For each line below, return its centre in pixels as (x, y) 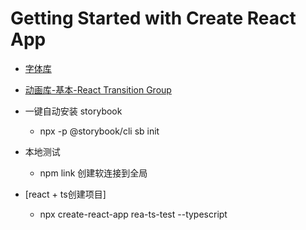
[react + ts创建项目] (65, 194)
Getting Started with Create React (153, 18)
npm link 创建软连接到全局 (93, 173)
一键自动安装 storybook (73, 111)
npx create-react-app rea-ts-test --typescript (133, 214)
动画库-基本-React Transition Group (98, 89)
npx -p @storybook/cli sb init (99, 131)
